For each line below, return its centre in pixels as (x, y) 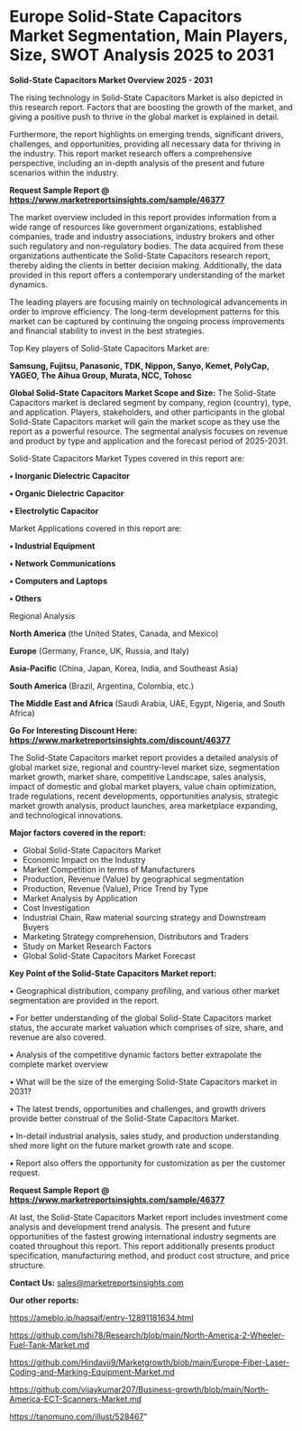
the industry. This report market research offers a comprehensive (131, 153)
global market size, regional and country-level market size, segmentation (145, 767)
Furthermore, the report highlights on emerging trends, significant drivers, (146, 134)
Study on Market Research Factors (87, 946)
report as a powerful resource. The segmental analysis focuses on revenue (149, 431)
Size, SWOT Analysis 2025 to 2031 (142, 55)
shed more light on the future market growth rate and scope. (122, 1146)
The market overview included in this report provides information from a (143, 217)
